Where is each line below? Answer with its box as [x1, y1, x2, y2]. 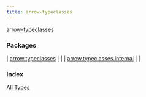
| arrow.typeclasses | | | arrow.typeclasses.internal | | [6, 54, 140, 62]
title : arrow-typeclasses [6, 9, 72, 15]
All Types [6, 84, 30, 92]
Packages [6, 41, 37, 49]
